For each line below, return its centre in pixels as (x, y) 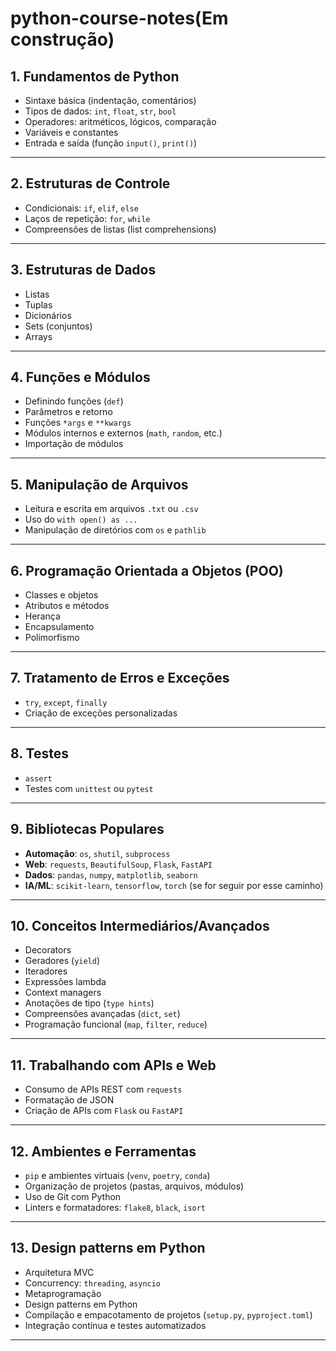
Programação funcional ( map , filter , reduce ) (116, 1024)
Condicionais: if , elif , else (81, 208)
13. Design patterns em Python (108, 1248)
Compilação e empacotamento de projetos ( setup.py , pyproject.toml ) (168, 1314)
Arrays (38, 336)
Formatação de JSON (69, 1100)
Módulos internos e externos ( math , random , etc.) (123, 433)
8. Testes (39, 753)
